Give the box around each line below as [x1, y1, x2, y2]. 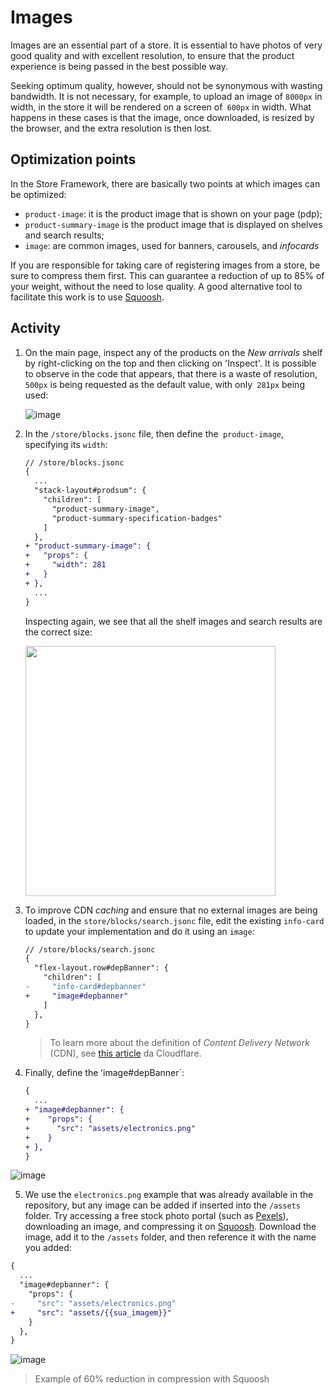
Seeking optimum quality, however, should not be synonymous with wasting [10, 79, 323, 91]
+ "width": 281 [24, 560, 107, 570]
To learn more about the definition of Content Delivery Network [49, 1037, 310, 1049]
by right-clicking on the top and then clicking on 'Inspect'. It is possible [24, 357, 317, 369]
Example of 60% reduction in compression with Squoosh [34, 1373, 270, 1385]
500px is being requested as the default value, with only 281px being [24, 378, 305, 390]
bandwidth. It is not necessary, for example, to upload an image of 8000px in [10, 90, 323, 102]
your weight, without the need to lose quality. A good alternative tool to [10, 280, 303, 292]
